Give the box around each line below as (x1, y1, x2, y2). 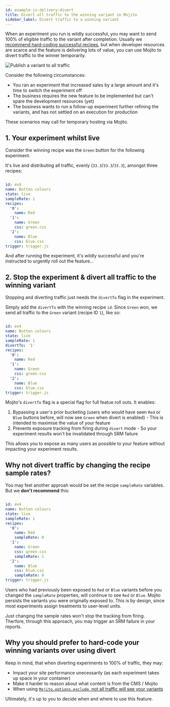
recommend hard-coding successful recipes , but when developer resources (5, 42, 165, 48)
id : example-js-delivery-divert (5, 7, 74, 13)
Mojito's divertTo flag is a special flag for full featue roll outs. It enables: (5, 399, 156, 405)
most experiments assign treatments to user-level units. (5, 603, 122, 609)
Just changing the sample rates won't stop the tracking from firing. (5, 613, 145, 619)
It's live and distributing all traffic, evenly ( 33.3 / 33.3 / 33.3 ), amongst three (5, 162, 158, 168)
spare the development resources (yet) (12, 98, 94, 104)
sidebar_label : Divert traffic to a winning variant (5, 17, 119, 22)
